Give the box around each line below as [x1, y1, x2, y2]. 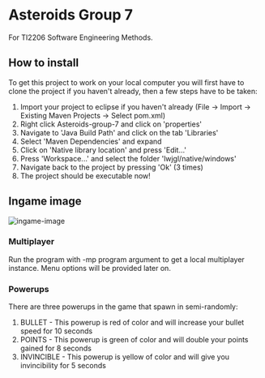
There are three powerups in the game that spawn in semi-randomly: [8, 302, 238, 311]
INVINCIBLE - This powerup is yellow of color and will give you [19, 352, 229, 362]
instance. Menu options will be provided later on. [8, 263, 172, 273]
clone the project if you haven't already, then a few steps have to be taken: [8, 86, 258, 96]
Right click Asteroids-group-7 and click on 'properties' [19, 119, 203, 129]
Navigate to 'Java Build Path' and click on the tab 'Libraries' [19, 127, 219, 137]
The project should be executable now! [19, 170, 152, 180]
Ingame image [8, 195, 82, 208]
